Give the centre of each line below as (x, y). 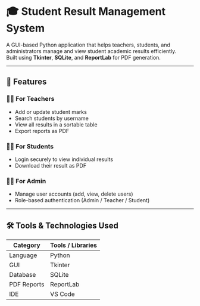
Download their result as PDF (51, 165)
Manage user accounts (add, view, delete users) (74, 194)
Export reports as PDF (42, 131)
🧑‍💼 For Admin (26, 181)
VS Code (63, 294)
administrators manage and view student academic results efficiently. (91, 51)
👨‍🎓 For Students (30, 146)
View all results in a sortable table (56, 124)
